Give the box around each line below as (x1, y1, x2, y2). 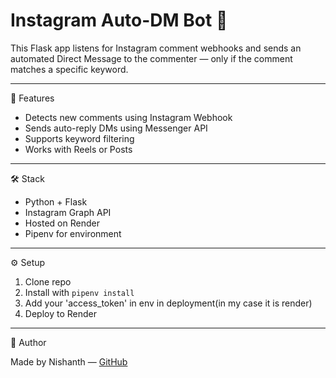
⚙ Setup (10, 256, 46, 268)
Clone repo (24, 275, 72, 288)
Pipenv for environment (24, 227, 122, 239)
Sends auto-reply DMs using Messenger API (24, 122, 208, 134)
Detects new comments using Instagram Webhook (24, 111, 233, 123)
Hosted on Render (24, 217, 100, 229)
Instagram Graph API (24, 206, 112, 218)
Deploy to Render (24, 307, 97, 319)
